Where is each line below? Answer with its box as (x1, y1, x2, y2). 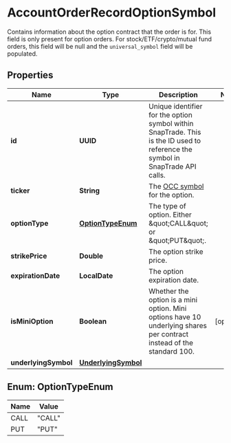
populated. (7, 50, 38, 58)
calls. (148, 170, 166, 180)
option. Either (148, 210, 192, 219)
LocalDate (78, 270, 113, 280)
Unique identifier (148, 101, 203, 111)
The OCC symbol (148, 181, 204, 191)
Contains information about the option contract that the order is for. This (7, 28, 212, 36)
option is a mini (148, 294, 198, 304)
